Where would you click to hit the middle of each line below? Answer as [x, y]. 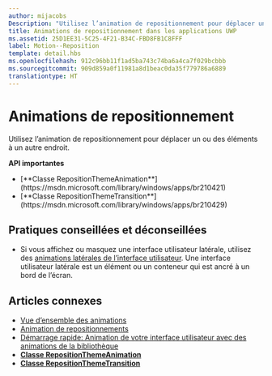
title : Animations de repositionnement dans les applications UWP [123, 31]
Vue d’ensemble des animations [73, 320]
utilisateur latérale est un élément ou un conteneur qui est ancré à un [135, 267]
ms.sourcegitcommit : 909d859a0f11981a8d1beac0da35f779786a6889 [117, 69]
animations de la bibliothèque [69, 346]
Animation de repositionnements [74, 329]
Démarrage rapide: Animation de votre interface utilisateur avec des [133, 338]
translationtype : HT [43, 76]
